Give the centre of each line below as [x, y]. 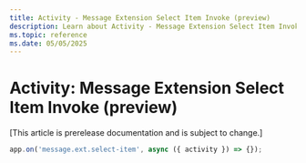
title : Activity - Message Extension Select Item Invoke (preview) [140, 18]
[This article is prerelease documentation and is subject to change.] [136, 133]
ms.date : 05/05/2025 [49, 43]
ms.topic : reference [49, 35]
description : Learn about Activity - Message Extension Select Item [142, 26]
